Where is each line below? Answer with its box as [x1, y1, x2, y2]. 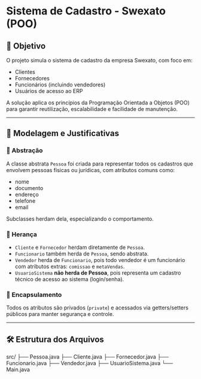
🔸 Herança [6, 230, 37, 238]
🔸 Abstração [6, 146, 43, 155]
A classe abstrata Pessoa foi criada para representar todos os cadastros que [6, 160, 193, 167]
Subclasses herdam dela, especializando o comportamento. [6, 215, 154, 222]
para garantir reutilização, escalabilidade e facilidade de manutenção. [6, 106, 178, 112]
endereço [14, 191, 39, 198]
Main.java [6, 366, 30, 373]
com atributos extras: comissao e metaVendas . [14, 263, 125, 270]
